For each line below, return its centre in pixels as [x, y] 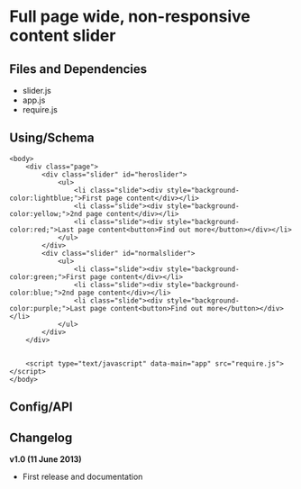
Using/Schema [52, 138]
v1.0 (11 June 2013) [46, 459]
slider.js [36, 91]
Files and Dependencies [78, 69]
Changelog [41, 437]
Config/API [41, 407]
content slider [63, 36]
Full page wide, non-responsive [130, 17]
